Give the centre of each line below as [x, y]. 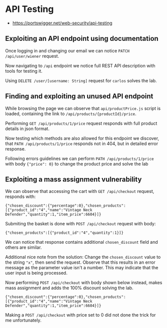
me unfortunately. [23, 321]
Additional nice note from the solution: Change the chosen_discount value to [83, 257]
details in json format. [27, 129]
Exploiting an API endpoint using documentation [82, 39]
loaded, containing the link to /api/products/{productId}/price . [71, 114]
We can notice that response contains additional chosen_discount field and [82, 242]
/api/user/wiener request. [32, 56]
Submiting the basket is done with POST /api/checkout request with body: [81, 224]
